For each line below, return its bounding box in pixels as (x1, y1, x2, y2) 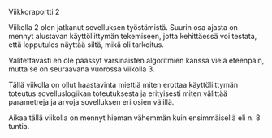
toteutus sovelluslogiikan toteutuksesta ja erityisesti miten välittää (8, 88, 228, 98)
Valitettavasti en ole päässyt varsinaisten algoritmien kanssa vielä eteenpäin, (8, 56, 265, 65)
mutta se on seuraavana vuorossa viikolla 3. (8, 64, 155, 74)
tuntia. (8, 122, 30, 131)
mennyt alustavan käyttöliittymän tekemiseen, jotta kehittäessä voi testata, (8, 32, 257, 41)
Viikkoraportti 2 (8, 7, 60, 16)
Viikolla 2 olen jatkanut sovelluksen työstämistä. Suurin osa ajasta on (8, 23, 238, 32)
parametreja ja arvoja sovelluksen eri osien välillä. (8, 97, 175, 106)
